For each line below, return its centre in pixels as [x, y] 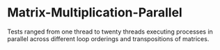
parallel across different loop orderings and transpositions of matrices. [108, 38]
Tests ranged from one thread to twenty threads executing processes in [110, 32]
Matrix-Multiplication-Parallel [95, 13]
